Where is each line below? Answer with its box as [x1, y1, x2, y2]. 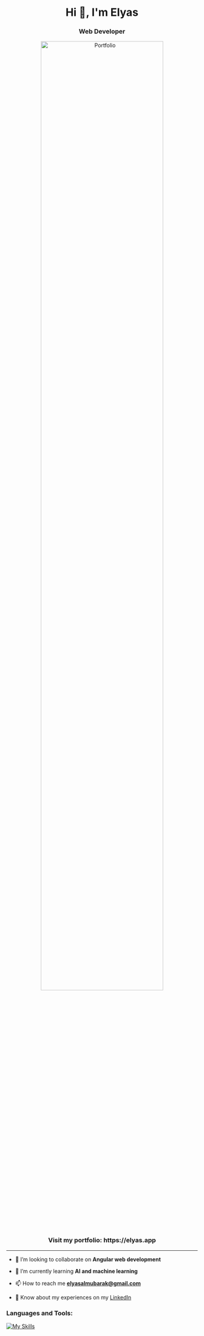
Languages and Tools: [6, 1309, 73, 1317]
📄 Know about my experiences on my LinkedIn [15, 1293, 132, 1301]
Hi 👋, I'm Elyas [66, 5, 138, 19]
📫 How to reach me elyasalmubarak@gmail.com [15, 1279, 141, 1287]
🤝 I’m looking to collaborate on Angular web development [15, 1256, 161, 1263]
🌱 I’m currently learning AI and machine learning [15, 1267, 138, 1275]
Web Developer [78, 27, 126, 36]
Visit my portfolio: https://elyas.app [48, 1236, 156, 1245]
